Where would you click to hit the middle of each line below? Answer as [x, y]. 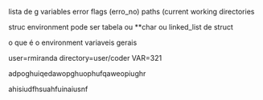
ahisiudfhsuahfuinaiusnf [48, 89]
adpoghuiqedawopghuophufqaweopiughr [77, 74]
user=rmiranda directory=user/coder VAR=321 [85, 58]
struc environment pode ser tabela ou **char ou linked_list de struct [121, 27]
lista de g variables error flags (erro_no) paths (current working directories [131, 12]
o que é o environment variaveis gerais [73, 42]
